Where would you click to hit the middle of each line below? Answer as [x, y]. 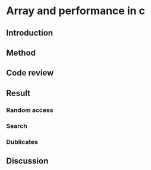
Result [18, 93]
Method [21, 52]
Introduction [30, 33]
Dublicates [22, 142]
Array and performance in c [76, 11]
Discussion [27, 161]
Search [17, 126]
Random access [30, 110]
